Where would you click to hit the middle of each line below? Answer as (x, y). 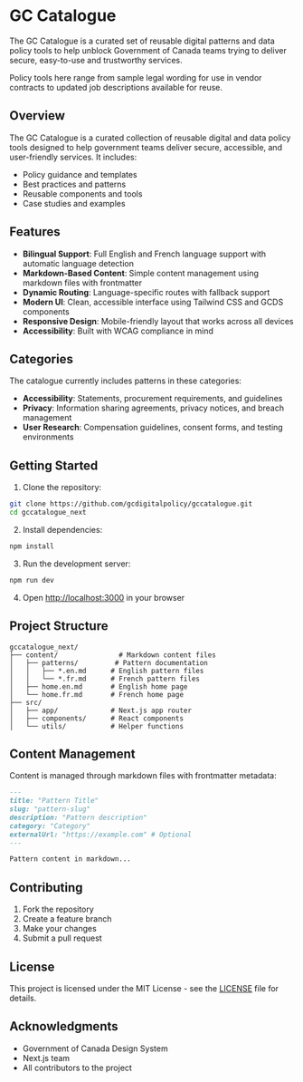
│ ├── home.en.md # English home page (99, 686)
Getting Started (54, 465)
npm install (32, 546)
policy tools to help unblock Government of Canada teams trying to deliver (148, 50)
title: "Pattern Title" (54, 801)
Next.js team (46, 1058)
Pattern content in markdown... (70, 859)
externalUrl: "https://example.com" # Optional (101, 835)
